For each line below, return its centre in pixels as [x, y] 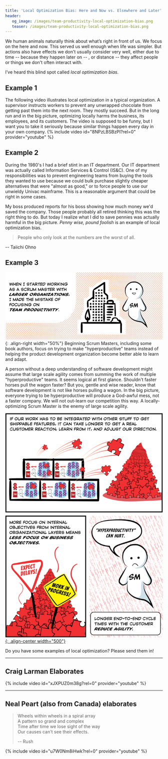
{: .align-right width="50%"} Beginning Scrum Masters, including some [78, 343]
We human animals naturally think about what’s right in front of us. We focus [84, 41]
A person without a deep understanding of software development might [79, 369]
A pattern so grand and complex [50, 721]
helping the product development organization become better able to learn [82, 354]
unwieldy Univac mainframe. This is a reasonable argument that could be [80, 191]
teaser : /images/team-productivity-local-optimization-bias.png [80, 26]
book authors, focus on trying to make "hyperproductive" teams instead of [82, 348]
